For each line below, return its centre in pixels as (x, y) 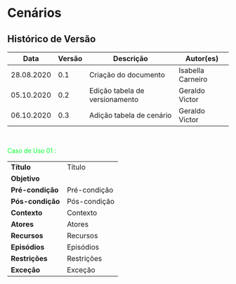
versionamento (114, 99)
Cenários (34, 13)
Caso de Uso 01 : (32, 150)
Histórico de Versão (52, 39)
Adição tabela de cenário (130, 115)
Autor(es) (202, 59)
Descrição (131, 59)
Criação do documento (127, 75)
